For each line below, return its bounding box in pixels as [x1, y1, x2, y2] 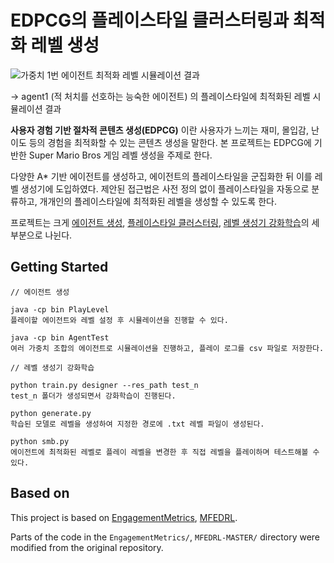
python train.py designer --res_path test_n [10, 380, 199, 390]
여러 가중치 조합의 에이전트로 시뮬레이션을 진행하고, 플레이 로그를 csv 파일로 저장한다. [10, 343, 325, 353]
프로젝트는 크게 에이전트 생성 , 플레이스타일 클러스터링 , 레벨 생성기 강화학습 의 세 [10, 216, 320, 228]
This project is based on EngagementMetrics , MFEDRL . [10, 511, 238, 523]
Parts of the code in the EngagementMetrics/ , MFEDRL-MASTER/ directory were [10, 531, 321, 543]
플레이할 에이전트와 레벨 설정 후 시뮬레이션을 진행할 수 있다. [10, 315, 229, 325]
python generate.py [10, 408, 92, 418]
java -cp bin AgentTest [10, 332, 110, 343]
